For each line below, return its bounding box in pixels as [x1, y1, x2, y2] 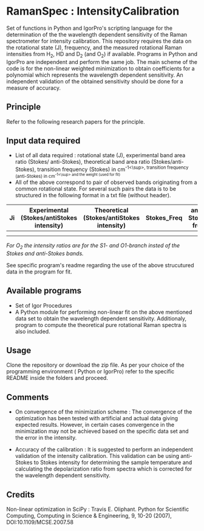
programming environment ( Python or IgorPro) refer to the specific [6, 368, 175, 375]
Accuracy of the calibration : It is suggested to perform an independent [15, 446, 193, 453]
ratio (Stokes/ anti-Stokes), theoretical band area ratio [15, 158, 151, 166]
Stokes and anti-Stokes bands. [6, 250, 84, 257]
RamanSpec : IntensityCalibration [6, 4, 180, 18]
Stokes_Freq [145, 213, 183, 222]
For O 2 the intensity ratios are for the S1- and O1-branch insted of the [6, 242, 180, 250]
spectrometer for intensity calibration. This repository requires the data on [6, 37, 192, 44]
